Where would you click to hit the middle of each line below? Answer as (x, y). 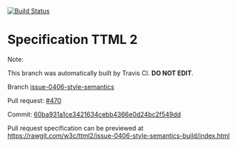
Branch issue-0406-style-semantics (61, 87)
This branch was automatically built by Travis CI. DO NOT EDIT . (101, 73)
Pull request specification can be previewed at (76, 128)
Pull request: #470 (35, 100)
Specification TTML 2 (72, 40)
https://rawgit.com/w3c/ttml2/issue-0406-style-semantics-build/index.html (119, 136)
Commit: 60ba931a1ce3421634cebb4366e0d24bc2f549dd (94, 114)
